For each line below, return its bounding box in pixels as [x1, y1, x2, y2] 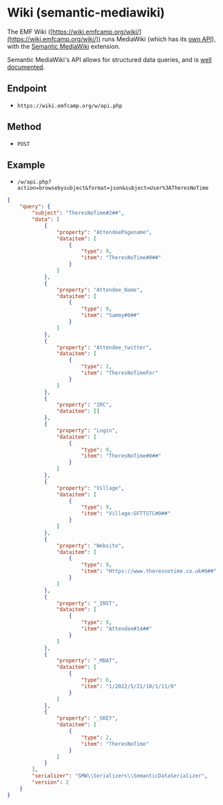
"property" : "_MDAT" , [56, 657, 118, 665]
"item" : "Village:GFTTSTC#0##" [81, 511, 171, 517]
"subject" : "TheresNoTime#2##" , [32, 210, 125, 217]
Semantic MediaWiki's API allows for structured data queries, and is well [7, 55, 212, 63]
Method [7, 121, 42, 133]
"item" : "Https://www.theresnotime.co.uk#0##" [81, 568, 217, 575]
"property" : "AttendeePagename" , [56, 228, 153, 235]
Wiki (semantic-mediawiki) [7, 5, 165, 21]
